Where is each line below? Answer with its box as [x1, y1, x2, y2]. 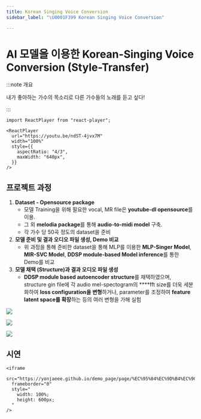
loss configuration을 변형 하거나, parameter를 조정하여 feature [39, 289, 191, 296]
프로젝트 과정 [6, 182, 52, 193]
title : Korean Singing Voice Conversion [6, 8, 109, 15]
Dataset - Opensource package [14, 199, 95, 206]
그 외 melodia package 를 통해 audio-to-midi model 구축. [23, 221, 163, 228]
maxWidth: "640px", [17, 154, 66, 160]
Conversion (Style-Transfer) [6, 61, 150, 74]
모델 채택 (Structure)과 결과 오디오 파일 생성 [14, 266, 118, 273]
